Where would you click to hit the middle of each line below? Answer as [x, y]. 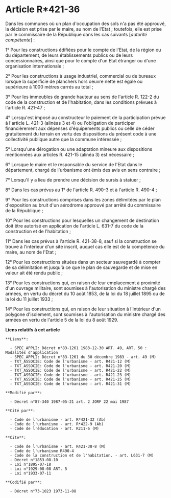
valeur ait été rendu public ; [34, 273]
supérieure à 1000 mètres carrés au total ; [49, 87]
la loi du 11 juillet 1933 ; [29, 299]
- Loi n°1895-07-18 [31, 464]
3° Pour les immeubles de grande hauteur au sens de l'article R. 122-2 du [82, 97]
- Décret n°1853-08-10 [34, 460]
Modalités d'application [32, 352]
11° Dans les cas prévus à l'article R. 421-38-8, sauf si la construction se [81, 241]
